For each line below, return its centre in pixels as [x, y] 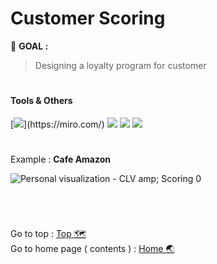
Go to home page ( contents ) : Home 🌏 [92, 249]
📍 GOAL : [29, 46]
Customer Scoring [88, 18]
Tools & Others [41, 101]
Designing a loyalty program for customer [120, 65]
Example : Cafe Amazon [61, 159]
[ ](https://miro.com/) [57, 124]
